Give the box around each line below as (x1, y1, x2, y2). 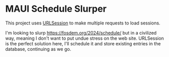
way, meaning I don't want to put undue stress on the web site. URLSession (5, 35, 164, 41)
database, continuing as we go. (5, 46, 71, 52)
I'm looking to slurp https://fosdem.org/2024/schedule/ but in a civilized (5, 30, 157, 36)
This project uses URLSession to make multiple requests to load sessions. (5, 20, 161, 26)
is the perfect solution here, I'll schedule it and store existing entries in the (5, 40, 161, 46)
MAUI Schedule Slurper (5, 3, 107, 15)
